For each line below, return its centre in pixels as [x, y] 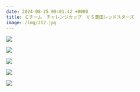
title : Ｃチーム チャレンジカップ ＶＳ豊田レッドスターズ [70, 17]
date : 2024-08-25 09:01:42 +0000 [47, 11]
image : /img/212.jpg [32, 22]
